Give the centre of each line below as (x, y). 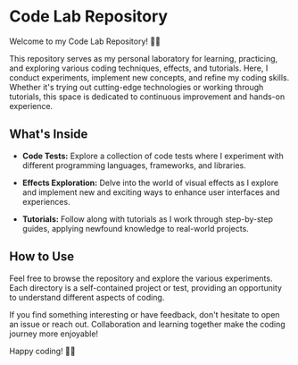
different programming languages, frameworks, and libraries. (134, 165)
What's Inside (49, 135)
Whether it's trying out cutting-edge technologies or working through (137, 87)
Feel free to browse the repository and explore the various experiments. (141, 278)
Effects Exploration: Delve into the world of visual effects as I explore (150, 182)
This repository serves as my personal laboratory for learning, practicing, (144, 58)
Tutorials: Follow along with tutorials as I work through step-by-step (148, 219)
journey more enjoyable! (54, 334)
